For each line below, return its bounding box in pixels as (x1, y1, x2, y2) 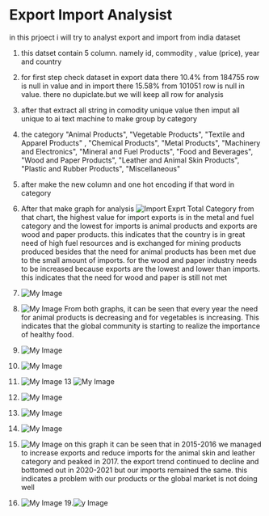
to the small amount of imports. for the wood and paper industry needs (20, 255, 258, 264)
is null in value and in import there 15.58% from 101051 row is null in (20, 81, 245, 91)
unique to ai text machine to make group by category (20, 113, 197, 123)
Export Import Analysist (9, 6, 173, 24)
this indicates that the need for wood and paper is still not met (20, 273, 228, 282)
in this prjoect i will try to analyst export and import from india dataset (9, 32, 241, 42)
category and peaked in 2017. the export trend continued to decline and (20, 456, 259, 466)
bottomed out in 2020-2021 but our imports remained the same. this (20, 465, 248, 475)
